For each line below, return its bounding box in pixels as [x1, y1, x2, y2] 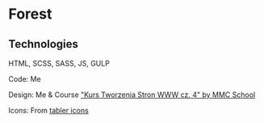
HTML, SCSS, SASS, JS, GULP [8, 58, 111, 68]
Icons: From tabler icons [8, 106, 89, 115]
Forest [8, 5, 52, 23]
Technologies [8, 37, 79, 51]
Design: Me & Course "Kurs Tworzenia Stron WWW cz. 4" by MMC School [8, 90, 256, 100]
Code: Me [8, 74, 42, 83]
